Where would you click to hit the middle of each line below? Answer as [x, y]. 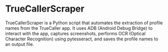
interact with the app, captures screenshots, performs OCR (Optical [75, 33]
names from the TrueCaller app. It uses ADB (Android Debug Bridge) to [79, 28]
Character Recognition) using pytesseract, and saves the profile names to [82, 39]
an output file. [20, 44]
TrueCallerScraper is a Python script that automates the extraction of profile [84, 23]
